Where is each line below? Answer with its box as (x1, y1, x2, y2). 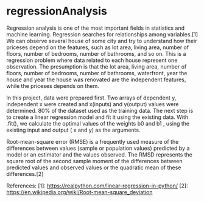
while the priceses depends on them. (6, 82, 99, 89)
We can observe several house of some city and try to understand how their (6, 37, 197, 44)
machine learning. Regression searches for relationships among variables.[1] (6, 30, 199, 38)
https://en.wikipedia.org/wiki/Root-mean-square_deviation (6, 188, 153, 195)
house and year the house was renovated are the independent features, (6, 76, 186, 83)
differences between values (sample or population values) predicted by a (6, 144, 190, 152)
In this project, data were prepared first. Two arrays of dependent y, (6, 94, 177, 101)
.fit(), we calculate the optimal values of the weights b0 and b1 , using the (6, 120, 190, 127)
